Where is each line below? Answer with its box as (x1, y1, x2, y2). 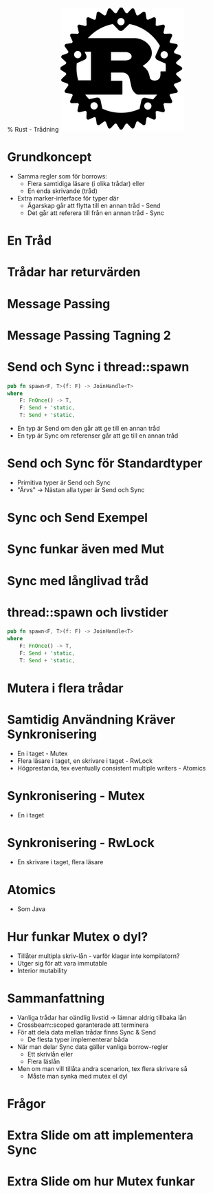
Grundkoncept (7, 150, 92, 165)
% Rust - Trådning (7, 125, 59, 133)
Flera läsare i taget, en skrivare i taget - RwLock (16, 756, 153, 765)
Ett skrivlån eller (27, 1050, 74, 1058)
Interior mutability (16, 966, 67, 975)
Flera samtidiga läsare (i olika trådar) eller (27, 179, 145, 187)
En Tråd (7, 233, 52, 249)
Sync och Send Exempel (7, 510, 148, 526)
